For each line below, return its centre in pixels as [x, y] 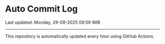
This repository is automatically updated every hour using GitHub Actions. [80, 36]
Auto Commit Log [41, 9]
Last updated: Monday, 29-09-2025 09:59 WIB [53, 22]
